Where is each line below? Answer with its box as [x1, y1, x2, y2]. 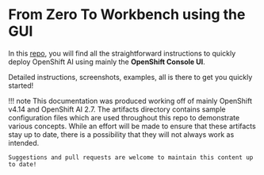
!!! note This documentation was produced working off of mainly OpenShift [8, 96, 252, 105]
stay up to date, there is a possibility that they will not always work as [8, 129, 235, 139]
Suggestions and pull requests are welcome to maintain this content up [8, 153, 254, 162]
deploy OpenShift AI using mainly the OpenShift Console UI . [8, 57, 206, 67]
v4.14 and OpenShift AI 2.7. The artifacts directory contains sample [8, 105, 226, 114]
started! [8, 81, 34, 90]
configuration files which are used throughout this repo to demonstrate [8, 112, 240, 122]
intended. [8, 138, 40, 147]
